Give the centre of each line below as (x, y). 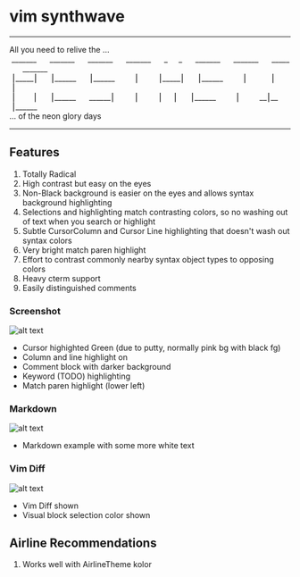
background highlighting (67, 202)
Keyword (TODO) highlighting (76, 376)
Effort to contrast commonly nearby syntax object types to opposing (148, 259)
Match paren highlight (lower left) (83, 386)
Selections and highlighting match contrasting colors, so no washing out (155, 212)
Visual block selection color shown (86, 514)
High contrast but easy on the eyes (87, 183)
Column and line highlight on (75, 357)
